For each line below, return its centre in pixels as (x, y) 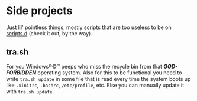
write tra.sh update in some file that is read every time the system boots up (98, 79)
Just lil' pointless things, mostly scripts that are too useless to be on (89, 27)
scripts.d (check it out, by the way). (49, 33)
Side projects (39, 11)
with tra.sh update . (30, 91)
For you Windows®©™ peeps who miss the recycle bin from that (84, 66)
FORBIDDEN (21, 73)
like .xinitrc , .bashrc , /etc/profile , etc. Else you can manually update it (95, 85)
